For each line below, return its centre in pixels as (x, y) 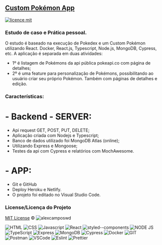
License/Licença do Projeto (38, 207)
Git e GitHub (24, 184)
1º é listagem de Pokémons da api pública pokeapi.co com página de (81, 63)
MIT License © (20, 218)
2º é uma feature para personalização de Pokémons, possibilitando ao (83, 73)
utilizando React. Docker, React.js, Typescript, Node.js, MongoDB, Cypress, (81, 48)
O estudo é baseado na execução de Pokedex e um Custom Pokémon (75, 43)
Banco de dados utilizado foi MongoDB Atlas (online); (66, 140)
